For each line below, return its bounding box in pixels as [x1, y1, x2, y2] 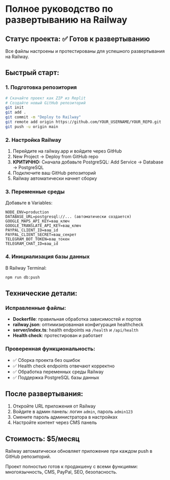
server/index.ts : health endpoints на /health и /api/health [12, 327, 139, 333]
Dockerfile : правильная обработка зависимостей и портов [12, 316, 142, 322]
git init [5, 105, 24, 110]
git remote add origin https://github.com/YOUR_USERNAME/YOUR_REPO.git [5, 119, 161, 125]
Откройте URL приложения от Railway [12, 403, 96, 409]
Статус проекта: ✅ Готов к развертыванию [5, 34, 150, 43]
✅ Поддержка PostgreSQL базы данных [12, 374, 100, 380]
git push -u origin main [5, 124, 58, 129]
